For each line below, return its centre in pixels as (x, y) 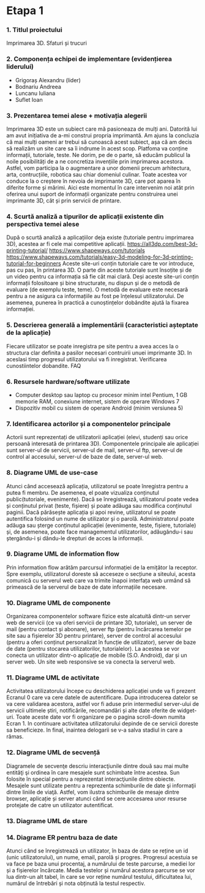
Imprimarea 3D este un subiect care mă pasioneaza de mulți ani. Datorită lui (102, 129)
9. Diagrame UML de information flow (63, 554)
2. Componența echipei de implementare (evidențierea (89, 59)
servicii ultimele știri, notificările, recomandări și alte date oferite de (91, 711)
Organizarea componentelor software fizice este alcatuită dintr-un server (99, 616)
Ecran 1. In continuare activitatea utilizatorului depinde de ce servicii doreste (102, 724)
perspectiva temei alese (43, 224)
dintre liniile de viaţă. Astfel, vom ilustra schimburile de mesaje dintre (93, 792)
